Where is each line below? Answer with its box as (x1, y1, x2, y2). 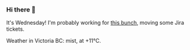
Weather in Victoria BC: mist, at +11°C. (6, 37, 102, 45)
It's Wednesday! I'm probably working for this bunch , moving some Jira (6, 19, 185, 27)
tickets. (6, 25, 25, 33)
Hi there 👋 (6, 5, 36, 14)
